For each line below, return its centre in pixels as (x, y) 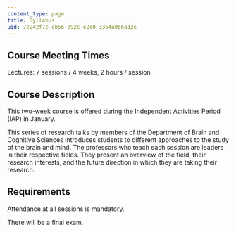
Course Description (51, 95)
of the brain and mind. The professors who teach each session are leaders (116, 147)
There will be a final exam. (45, 222)
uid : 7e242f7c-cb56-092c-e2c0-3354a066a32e (72, 27)
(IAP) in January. (32, 119)
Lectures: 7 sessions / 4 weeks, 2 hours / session (79, 72)
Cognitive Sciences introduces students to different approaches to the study (118, 140)
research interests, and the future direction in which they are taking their (112, 162)
